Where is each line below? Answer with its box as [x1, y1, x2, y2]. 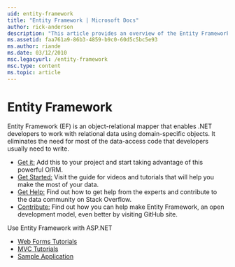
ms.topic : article [7, 69, 61, 76]
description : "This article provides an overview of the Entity [7, 29, 199, 37]
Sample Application [17, 252, 74, 261]
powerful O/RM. [17, 165, 64, 174]
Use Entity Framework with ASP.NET [7, 224, 113, 232]
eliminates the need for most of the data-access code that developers [7, 137, 208, 146]
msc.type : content [7, 62, 61, 69]
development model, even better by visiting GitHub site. [17, 210, 178, 219]
